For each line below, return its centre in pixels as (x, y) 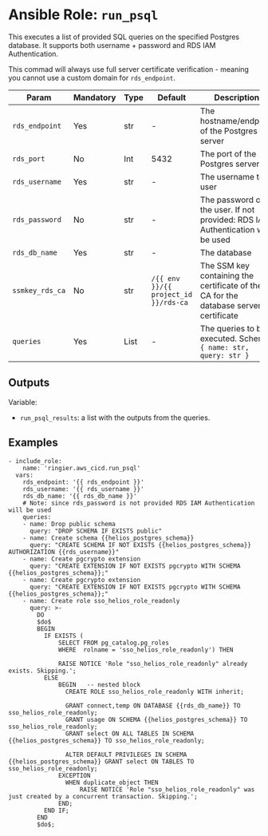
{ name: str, (225, 347)
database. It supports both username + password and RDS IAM (112, 45)
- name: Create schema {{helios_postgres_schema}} (108, 538)
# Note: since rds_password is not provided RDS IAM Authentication (139, 503)
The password (227, 200)
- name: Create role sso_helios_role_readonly (101, 600)
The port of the (228, 153)
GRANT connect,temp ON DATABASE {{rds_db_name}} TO (153, 705)
